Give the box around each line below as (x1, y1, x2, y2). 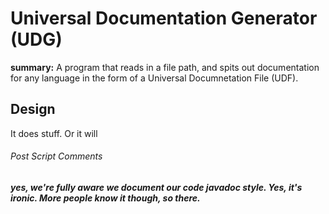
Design (10, 101, 56, 118)
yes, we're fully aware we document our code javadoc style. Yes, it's (10, 181, 303, 193)
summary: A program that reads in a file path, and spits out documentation (10, 61, 320, 73)
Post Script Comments (10, 150, 103, 162)
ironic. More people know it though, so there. (10, 192, 201, 204)
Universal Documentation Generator (10, 7, 318, 30)
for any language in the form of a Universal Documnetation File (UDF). (10, 72, 299, 84)
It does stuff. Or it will (10, 127, 98, 139)
